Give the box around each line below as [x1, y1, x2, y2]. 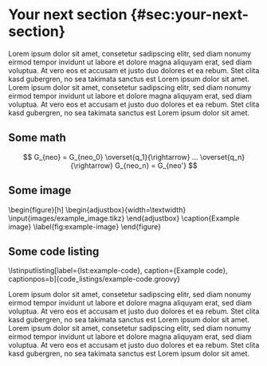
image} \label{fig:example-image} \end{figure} [8, 221, 162, 232]
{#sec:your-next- [130, 6, 249, 24]
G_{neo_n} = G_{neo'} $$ [114, 161, 198, 170]
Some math [8, 131, 66, 145]
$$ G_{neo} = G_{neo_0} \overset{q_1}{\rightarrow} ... [22, 152, 198, 162]
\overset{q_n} [199, 152, 245, 162]
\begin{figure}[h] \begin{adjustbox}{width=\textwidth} [8, 204, 187, 214]
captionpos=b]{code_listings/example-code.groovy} [8, 274, 181, 284]
